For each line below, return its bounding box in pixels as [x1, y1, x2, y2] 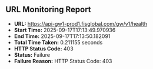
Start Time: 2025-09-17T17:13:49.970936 [14, 26, 116, 33]
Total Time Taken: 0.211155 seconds [14, 39, 103, 46]
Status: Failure [14, 51, 51, 58]
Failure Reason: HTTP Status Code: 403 [14, 57, 112, 64]
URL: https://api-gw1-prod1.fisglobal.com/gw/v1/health [14, 20, 148, 27]
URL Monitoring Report [5, 5, 92, 15]
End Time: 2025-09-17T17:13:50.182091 [14, 32, 111, 40]
